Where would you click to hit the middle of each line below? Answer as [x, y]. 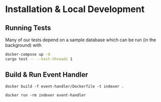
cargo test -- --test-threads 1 [39, 59]
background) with [23, 45]
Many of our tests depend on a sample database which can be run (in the [81, 40]
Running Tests [28, 28]
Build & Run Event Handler [47, 75]
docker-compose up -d [28, 54]
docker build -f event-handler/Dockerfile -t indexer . [64, 86]
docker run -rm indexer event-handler [45, 95]
